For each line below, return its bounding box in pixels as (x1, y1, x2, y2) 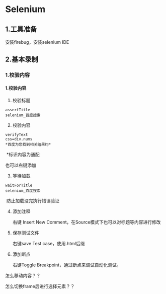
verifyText (5, 132, 28, 137)
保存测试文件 (12, 230, 39, 236)
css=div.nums (5, 136, 33, 141)
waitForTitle (5, 183, 33, 188)
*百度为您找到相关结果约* (5, 142, 51, 147)
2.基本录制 (5, 55, 39, 64)
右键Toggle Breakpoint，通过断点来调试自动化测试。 (12, 262, 122, 268)
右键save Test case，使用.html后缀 (12, 240, 85, 246)
